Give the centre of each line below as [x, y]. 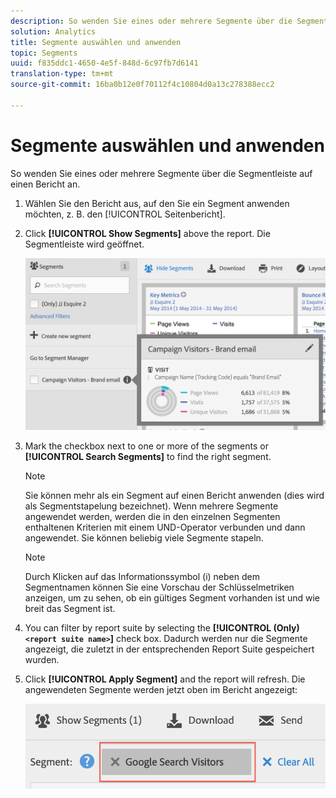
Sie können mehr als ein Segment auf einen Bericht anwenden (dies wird [174, 496]
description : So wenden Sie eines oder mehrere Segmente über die [151, 21]
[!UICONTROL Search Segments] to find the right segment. [148, 457]
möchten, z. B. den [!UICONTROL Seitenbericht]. [125, 214]
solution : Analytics [53, 31]
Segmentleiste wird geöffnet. [84, 244]
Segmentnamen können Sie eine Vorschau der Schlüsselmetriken [159, 587]
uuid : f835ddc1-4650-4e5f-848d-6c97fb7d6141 [104, 63]
